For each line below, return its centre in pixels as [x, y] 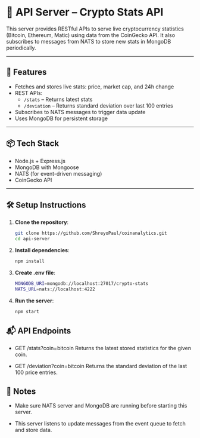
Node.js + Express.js [40, 161]
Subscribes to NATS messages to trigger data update [80, 112]
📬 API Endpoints [39, 331]
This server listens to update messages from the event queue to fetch [100, 424]
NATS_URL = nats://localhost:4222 [55, 289]
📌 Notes [21, 391]
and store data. [33, 430]
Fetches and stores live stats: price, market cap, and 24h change [94, 87]
